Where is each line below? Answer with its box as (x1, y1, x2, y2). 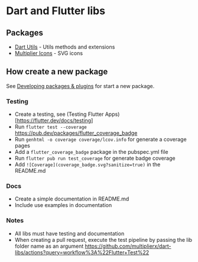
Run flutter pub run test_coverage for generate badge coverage (14, 155, 176, 162)
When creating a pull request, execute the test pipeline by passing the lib (14, 236, 193, 243)
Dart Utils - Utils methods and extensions (14, 43, 115, 50)
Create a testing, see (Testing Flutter (14, 111, 104, 118)
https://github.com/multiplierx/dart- (85, 242, 171, 250)
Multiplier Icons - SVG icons (14, 50, 83, 57)
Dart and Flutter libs (6, 4, 105, 18)
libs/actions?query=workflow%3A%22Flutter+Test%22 (14, 248, 150, 255)
